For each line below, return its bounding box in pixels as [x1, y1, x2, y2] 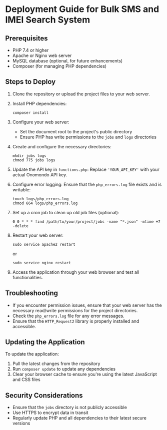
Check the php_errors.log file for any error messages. [12, 313, 124, 319]
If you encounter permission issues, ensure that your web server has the [12, 302, 162, 308]
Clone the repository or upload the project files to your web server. [12, 91, 150, 97]
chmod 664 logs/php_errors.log [12, 201, 78, 206]
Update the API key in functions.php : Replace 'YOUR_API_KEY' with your [12, 166, 159, 172]
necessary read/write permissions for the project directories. [12, 307, 138, 313]
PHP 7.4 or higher [12, 47, 49, 53]
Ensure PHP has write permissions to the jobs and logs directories [19, 134, 156, 140]
